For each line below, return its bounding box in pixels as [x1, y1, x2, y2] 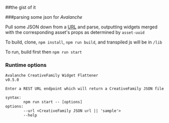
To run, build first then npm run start [5, 49, 82, 55]
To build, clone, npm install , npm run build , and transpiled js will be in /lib [5, 39, 162, 45]
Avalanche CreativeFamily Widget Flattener [5, 73, 99, 78]
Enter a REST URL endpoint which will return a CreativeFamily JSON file [5, 86, 164, 92]
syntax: [5, 95, 22, 100]
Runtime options [5, 61, 47, 68]
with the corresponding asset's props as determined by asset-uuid [5, 29, 145, 35]
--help [23, 113, 37, 118]
